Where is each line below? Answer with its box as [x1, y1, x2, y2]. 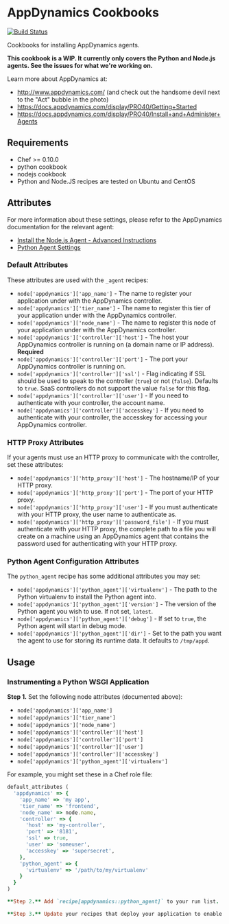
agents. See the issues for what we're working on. [7, 61, 153, 69]
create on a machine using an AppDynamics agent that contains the [16, 532, 209, 540]
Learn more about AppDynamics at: [7, 74, 108, 83]
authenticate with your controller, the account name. [16, 398, 165, 406]
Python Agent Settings [16, 243, 81, 251]
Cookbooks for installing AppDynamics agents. [7, 41, 140, 49]
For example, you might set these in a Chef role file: [7, 770, 153, 778]
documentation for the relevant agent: [7, 222, 114, 231]
